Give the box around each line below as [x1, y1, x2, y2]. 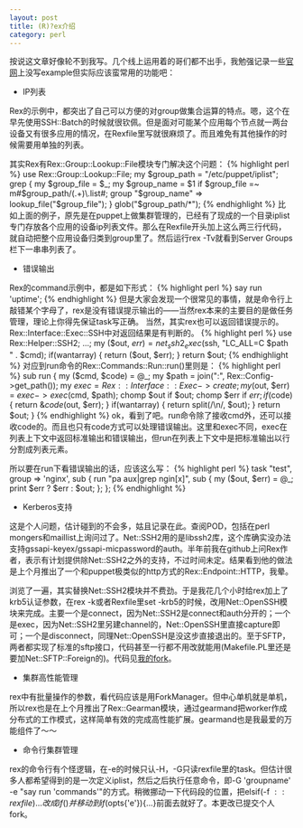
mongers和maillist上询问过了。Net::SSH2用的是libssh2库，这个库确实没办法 [9, 532, 291, 543]
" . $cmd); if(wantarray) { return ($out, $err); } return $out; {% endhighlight [9, 350, 289, 361]
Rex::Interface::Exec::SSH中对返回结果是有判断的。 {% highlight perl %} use [9, 327, 293, 339]
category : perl [9, 30, 67, 39]
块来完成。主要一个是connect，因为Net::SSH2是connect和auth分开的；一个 [9, 607, 291, 619]
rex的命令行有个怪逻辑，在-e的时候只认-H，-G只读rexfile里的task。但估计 [9, 764, 285, 775]
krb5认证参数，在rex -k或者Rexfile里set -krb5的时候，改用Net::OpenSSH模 [9, 597, 289, 607]
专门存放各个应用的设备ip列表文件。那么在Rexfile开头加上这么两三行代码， [9, 221, 287, 232]
